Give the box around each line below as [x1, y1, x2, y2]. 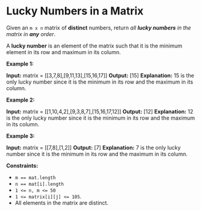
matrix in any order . [6, 30, 56, 37]
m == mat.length [14, 174, 56, 181]
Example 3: [6, 132, 35, 139]
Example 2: [6, 96, 35, 103]
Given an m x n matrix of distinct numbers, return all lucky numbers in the [6, 24, 191, 31]
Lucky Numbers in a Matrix [6, 4, 144, 18]
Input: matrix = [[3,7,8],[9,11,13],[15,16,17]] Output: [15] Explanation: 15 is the [6, 72, 194, 79]
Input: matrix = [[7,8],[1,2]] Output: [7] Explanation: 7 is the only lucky [6, 144, 181, 151]
